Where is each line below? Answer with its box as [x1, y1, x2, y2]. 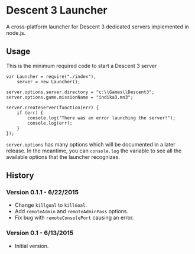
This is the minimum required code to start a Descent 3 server [6, 62, 157, 69]
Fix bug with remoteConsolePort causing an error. [14, 214, 134, 222]
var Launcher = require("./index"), [6, 73, 96, 80]
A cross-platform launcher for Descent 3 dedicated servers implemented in [6, 23, 189, 30]
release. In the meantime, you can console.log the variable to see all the [6, 147, 182, 154]
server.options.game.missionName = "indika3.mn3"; [6, 94, 134, 100]
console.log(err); [27, 120, 73, 126]
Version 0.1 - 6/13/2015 [6, 229, 74, 237]
